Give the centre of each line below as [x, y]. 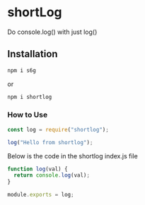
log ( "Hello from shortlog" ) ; [50, 142]
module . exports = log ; [41, 195]
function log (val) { [38, 169]
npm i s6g [22, 70]
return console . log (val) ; [52, 175]
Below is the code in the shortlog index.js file [72, 156]
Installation [33, 54]
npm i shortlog [30, 97]
